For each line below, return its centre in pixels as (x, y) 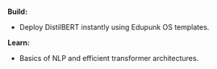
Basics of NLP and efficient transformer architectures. (109, 58)
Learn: (19, 43)
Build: (18, 12)
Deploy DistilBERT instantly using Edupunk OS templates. (114, 27)
